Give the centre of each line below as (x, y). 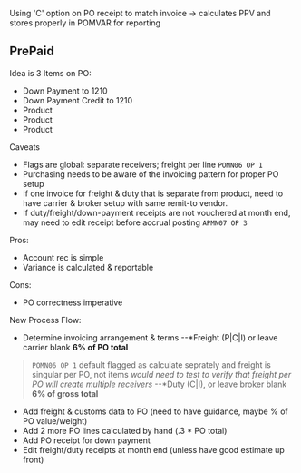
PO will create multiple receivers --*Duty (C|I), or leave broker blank (159, 384)
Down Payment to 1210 (65, 91)
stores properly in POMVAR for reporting (85, 23)
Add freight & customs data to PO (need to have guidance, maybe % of (155, 411)
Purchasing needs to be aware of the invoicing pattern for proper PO (150, 174)
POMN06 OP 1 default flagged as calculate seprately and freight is (151, 365)
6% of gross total (65, 393)
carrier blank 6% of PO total (75, 347)
